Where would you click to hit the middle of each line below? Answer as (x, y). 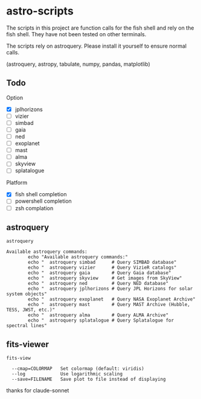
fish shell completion (41, 194)
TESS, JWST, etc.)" (31, 310)
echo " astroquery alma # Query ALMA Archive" (98, 315)
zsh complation (34, 208)
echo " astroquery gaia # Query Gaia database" (100, 273)
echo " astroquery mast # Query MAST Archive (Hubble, (109, 305)
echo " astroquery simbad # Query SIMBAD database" (102, 263)
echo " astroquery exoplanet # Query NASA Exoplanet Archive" (112, 299)
